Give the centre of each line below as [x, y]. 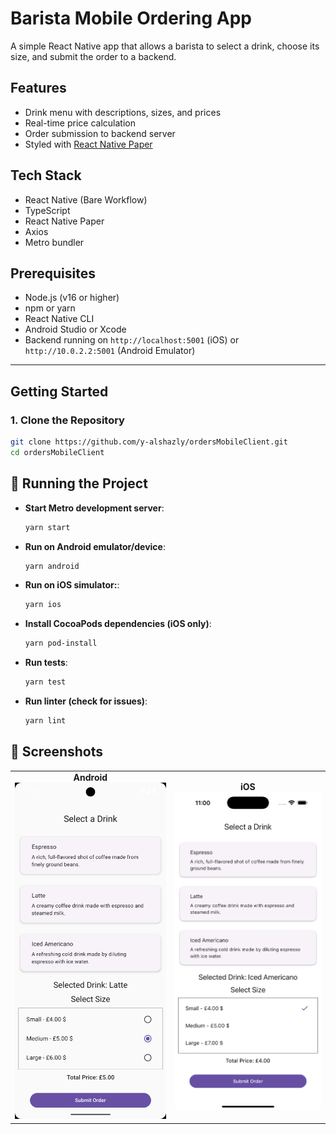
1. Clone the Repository [67, 420]
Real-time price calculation [80, 123]
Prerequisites [53, 273]
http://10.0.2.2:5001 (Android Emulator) [110, 351]
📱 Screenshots [57, 752]
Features [38, 88]
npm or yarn [50, 308]
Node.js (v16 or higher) [72, 298]
